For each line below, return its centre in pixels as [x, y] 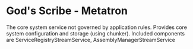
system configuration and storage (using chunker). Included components [96, 33]
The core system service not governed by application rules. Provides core [96, 27]
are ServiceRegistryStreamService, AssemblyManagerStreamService [91, 40]
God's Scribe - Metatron [67, 11]
